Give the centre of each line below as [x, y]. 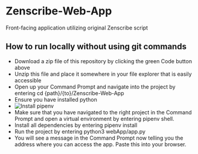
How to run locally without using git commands [96, 47]
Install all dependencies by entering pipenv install [76, 125]
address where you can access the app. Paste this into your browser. [100, 144]
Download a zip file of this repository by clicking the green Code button [103, 61]
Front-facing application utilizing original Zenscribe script [77, 28]
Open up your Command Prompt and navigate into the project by [95, 87]
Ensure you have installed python [56, 99]
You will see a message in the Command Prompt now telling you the [99, 138]
